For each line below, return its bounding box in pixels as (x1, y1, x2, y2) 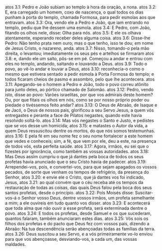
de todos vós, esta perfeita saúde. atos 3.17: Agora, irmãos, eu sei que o (5, 143, 149, 149)
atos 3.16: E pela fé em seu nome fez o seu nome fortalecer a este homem (5, 133, 153, 139)
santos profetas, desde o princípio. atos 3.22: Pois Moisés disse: (5, 190, 134, 196)
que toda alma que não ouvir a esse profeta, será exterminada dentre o (5, 205, 147, 211)
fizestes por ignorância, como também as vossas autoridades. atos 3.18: (5, 149, 149, 154)
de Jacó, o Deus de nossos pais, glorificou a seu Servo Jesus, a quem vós (5, 107, 154, 113)
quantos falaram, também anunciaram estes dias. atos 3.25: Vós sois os (5, 216, 149, 221)
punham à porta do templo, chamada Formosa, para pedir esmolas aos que (5, 15, 156, 20)
